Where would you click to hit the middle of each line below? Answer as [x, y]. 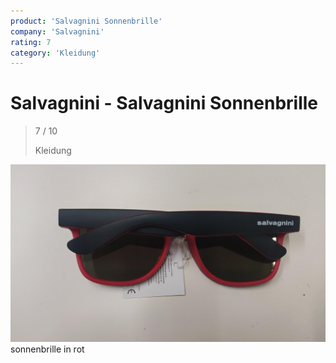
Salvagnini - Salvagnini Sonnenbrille [164, 103]
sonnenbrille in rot [47, 349]
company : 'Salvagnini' [57, 31]
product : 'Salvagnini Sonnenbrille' [86, 21]
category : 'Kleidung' [55, 53]
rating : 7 [31, 42]
